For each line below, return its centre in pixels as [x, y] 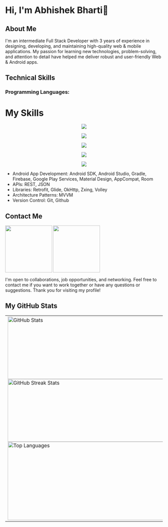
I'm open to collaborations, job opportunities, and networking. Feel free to [81, 280]
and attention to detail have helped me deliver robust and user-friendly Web [83, 57]
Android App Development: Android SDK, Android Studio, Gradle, [79, 174]
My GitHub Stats [31, 306]
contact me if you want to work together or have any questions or [73, 285]
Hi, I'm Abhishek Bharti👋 [57, 10]
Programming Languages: [37, 92]
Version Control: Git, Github [40, 201]
